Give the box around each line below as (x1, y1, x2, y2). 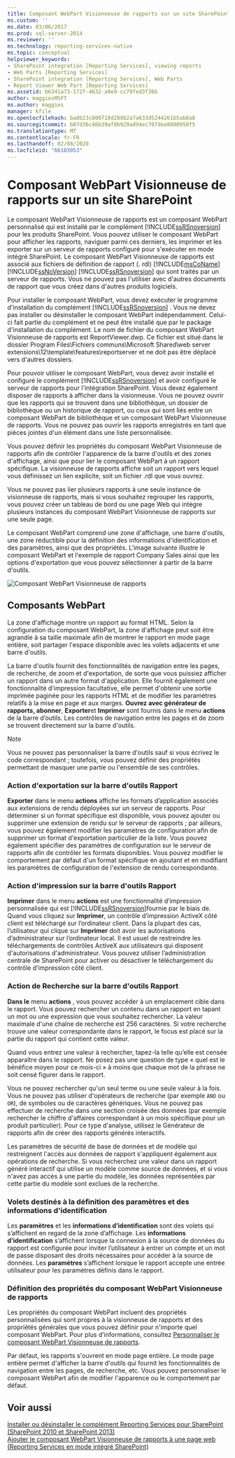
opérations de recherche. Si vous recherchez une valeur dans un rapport (7, 1157, 218, 1165)
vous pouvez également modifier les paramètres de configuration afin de (7, 826, 218, 835)
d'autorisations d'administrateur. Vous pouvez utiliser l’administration (7, 949, 206, 957)
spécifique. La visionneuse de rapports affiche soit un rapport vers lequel (7, 464, 219, 473)
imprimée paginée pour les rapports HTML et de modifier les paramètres (7, 691, 217, 700)
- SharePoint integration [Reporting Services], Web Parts (7, 75, 183, 83)
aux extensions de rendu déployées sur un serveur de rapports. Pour (7, 804, 206, 812)
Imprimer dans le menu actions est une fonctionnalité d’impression (7, 897, 201, 905)
